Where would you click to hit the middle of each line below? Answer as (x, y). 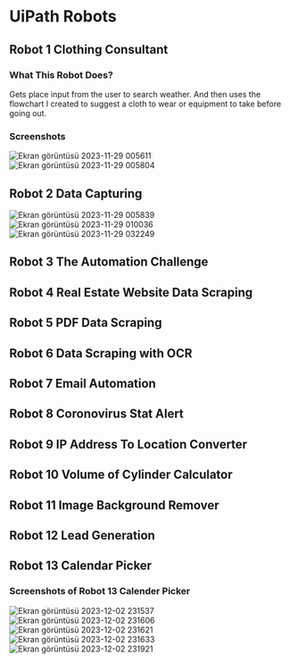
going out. (28, 113)
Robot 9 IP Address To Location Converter (128, 444)
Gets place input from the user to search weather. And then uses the (135, 94)
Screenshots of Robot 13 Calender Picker (99, 592)
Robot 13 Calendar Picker (81, 566)
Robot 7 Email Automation (83, 383)
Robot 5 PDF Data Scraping (86, 323)
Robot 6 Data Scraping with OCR (101, 353)
